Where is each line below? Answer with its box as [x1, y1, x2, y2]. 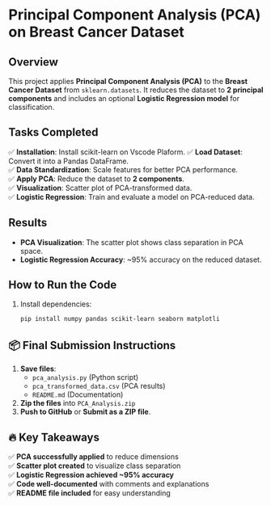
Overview [8, 55, 59, 69]
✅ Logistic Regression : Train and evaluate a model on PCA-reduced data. [8, 192, 255, 201]
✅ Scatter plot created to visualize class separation [8, 461, 181, 470]
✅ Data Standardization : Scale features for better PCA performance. [8, 164, 239, 175]
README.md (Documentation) [32, 390, 124, 399]
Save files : [19, 364, 57, 373]
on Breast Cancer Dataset [8, 23, 184, 41]
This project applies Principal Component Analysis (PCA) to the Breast [8, 77, 248, 86]
